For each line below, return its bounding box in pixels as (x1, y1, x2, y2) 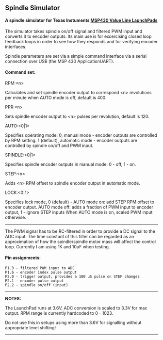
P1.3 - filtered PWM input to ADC (5, 266, 75, 271)
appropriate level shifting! (5, 325, 56, 330)
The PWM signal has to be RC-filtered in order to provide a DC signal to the (5, 228, 155, 234)
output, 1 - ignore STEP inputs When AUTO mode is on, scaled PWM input (5, 209, 153, 215)
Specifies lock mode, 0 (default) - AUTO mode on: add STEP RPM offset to (5, 199, 154, 205)
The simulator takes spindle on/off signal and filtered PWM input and (5, 28, 142, 34)
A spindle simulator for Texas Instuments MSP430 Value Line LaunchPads (5, 17, 158, 23)
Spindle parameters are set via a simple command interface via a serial (5, 53, 147, 59)
